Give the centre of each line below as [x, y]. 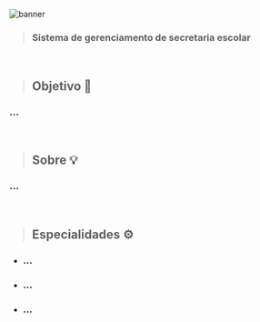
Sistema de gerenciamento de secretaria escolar [141, 37]
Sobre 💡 [55, 161]
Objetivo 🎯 [62, 86]
